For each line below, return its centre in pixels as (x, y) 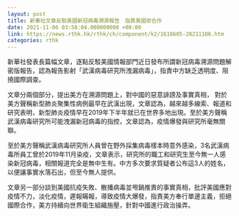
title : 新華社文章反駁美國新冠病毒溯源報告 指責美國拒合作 (85, 21)
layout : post (27, 14)
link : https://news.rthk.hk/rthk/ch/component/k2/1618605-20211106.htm (116, 34)
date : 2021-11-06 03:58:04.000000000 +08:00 (74, 27)
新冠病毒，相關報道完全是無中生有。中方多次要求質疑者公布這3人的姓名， (121, 163)
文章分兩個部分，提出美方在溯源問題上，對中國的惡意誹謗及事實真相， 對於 (117, 95)
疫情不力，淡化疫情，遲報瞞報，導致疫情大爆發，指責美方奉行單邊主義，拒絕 (119, 196)
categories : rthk (33, 41)
